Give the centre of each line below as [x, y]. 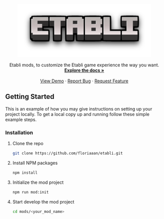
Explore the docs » [84, 70]
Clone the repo [28, 144]
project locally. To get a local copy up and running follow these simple [77, 114]
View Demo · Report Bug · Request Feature [84, 81]
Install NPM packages [35, 163]
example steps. [21, 120]
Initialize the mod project [38, 182]
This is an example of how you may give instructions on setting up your [79, 108]
